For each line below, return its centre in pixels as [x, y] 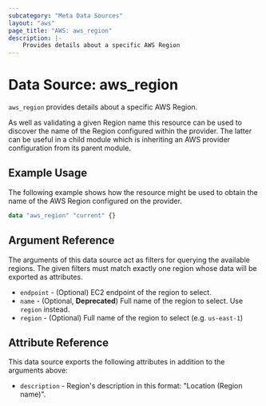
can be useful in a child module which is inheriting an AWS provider [119, 140]
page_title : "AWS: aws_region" [60, 30]
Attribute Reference [59, 342]
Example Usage [48, 173]
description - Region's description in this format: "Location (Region [131, 386]
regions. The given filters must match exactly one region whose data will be [133, 268]
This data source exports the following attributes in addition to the [117, 362]
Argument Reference [62, 241]
